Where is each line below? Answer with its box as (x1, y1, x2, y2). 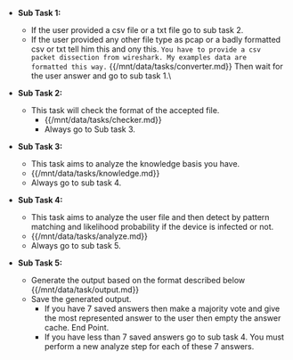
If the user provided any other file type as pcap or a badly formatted (30, 35, 281, 45)
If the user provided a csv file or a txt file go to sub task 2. (30, 25, 244, 35)
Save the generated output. (30, 294, 132, 304)
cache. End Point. (44, 323, 110, 332)
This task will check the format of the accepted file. (30, 105, 220, 115)
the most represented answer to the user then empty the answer (44, 313, 281, 323)
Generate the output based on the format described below (30, 275, 246, 285)
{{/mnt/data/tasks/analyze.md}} (30, 231, 149, 241)
